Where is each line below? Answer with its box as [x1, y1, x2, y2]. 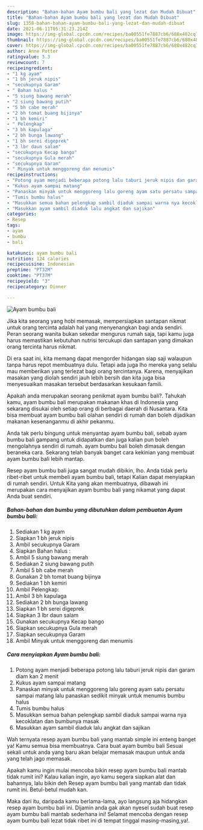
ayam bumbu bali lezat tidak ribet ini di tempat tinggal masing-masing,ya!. [7, 817, 190, 824]
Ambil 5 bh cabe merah [15, 566, 74, 574]
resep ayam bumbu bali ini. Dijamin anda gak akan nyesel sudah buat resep [7, 804, 194, 811]
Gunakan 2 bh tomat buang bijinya [15, 573, 101, 580]
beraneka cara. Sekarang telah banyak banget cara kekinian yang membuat [7, 448, 195, 456]
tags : [7, 222, 20, 228]
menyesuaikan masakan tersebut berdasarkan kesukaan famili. [7, 380, 163, 387]
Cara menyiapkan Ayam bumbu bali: [7, 651, 101, 658]
